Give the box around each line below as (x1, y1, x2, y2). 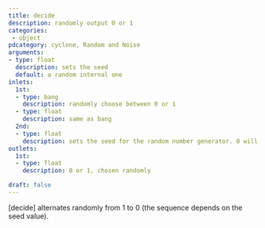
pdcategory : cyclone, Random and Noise (8, 41, 141, 49)
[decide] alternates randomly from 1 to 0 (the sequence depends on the (8, 203, 243, 212)
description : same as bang (22, 115, 112, 123)
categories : (8, 26, 48, 34)
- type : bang (15, 93, 59, 101)
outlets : (8, 145, 37, 153)
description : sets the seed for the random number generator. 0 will (22, 137, 259, 145)
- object (11, 33, 41, 42)
